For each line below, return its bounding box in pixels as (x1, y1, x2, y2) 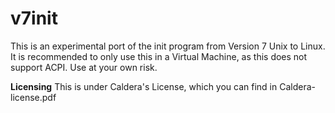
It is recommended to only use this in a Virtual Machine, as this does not (10, 50, 308, 62)
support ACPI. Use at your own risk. (10, 61, 158, 73)
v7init (10, 7, 58, 30)
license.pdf (10, 91, 57, 103)
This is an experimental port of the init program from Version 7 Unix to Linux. (10, 40, 326, 52)
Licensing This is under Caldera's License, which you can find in (10, 80, 278, 92)
